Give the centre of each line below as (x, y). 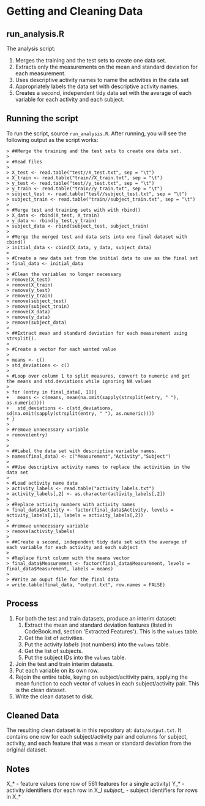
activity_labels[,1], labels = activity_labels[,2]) (75, 515)
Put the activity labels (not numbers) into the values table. (97, 644)
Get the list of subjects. (54, 651)
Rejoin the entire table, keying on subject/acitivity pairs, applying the (101, 677)
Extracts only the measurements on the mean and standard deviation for (106, 67)
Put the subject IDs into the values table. (75, 657)
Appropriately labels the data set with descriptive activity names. (97, 86)
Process (22, 604)
